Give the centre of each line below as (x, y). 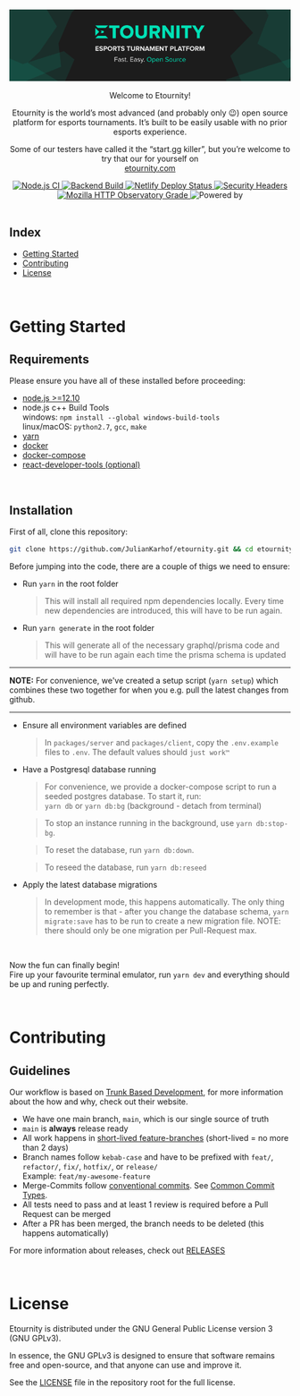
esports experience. (150, 132)
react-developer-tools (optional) (81, 464)
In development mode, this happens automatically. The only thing (164, 902)
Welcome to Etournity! (150, 95)
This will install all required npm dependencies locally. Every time (164, 601)
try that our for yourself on (150, 158)
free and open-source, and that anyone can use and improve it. (126, 1365)
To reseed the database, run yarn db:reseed (125, 867)
